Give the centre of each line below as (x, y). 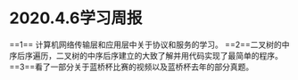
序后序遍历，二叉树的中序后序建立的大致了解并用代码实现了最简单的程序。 (146, 55)
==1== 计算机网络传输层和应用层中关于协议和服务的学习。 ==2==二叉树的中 (149, 44)
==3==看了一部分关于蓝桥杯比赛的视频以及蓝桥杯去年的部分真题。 (132, 67)
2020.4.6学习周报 (76, 18)
